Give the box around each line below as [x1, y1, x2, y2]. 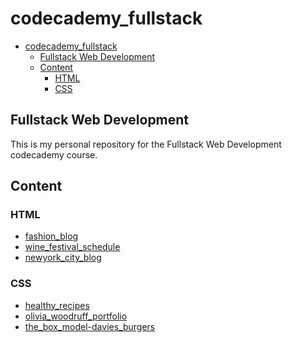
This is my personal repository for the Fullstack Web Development [10, 138, 282, 150]
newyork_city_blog [24, 252, 102, 264]
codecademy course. [10, 148, 98, 161]
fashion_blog [24, 230, 79, 242]
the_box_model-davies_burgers [24, 320, 156, 332]
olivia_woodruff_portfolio [24, 310, 128, 322]
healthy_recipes [24, 299, 90, 311]
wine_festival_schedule [24, 241, 121, 253]
